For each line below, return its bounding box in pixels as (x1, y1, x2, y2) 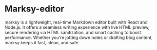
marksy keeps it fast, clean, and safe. (4, 39, 80, 45)
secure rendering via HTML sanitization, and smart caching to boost (4, 29, 141, 35)
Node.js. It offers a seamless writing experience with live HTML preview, (4, 24, 150, 30)
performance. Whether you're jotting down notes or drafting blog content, (4, 35, 153, 40)
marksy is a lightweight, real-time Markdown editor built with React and (4, 19, 148, 25)
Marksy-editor (4, 3, 64, 14)
